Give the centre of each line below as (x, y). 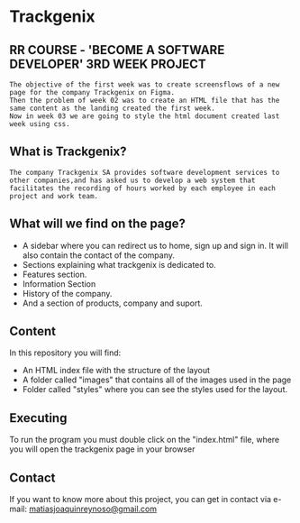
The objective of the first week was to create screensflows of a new (145, 85)
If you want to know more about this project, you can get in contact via (141, 500)
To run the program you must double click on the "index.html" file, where (145, 440)
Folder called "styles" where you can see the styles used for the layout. (155, 390)
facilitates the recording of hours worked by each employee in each (143, 188)
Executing (38, 418)
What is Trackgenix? (68, 152)
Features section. (55, 274)
